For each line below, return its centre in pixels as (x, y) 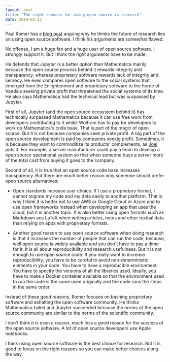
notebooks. (17, 334)
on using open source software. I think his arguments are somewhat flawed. (84, 39)
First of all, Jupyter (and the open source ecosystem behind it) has (75, 112)
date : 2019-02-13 (24, 19)
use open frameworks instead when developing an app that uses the (84, 207)
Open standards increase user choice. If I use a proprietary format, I (84, 191)
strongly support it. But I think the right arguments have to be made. (76, 54)
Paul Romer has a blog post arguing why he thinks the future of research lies (85, 34)
